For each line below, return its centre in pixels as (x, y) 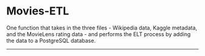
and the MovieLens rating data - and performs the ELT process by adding (99, 34)
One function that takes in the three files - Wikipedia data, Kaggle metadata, (102, 28)
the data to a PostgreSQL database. (51, 40)
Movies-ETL (38, 11)
